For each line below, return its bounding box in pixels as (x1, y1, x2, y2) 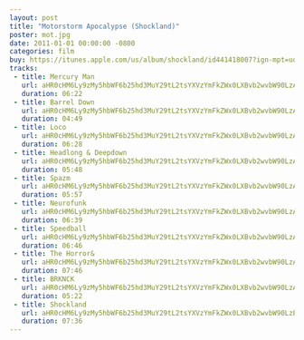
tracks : (9, 64, 39, 73)
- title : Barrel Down (13, 97, 95, 107)
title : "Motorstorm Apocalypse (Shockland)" (9, 22, 180, 31)
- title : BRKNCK (13, 275, 75, 284)
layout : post (9, 13, 59, 23)
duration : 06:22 (21, 89, 83, 98)
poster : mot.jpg (9, 30, 71, 39)
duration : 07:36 (21, 316, 83, 326)
